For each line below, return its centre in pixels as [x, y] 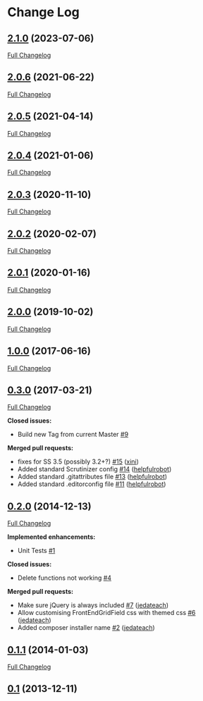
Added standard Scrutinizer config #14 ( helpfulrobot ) [94, 469]
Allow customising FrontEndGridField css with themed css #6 [106, 613]
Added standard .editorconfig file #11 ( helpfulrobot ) [92, 484]
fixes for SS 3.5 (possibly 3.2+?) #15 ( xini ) [78, 461]
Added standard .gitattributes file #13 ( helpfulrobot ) [92, 477]
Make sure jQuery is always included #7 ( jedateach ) [93, 605]
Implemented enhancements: [51, 537]
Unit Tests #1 [36, 551]
